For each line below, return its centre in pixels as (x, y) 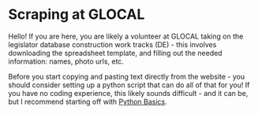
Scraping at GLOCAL (77, 15)
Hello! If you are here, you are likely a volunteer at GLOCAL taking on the (126, 36)
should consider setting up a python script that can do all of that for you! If (129, 85)
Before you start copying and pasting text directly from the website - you (127, 76)
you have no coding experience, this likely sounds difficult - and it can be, (128, 93)
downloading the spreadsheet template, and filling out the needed (115, 53)
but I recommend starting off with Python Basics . (88, 101)
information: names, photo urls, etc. (66, 61)
